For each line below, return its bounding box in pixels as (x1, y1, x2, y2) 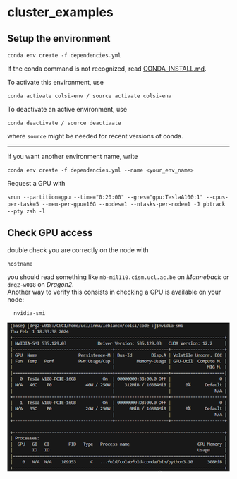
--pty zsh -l (7, 208, 46, 215)
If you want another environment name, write (7, 153, 138, 160)
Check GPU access (7, 227, 93, 239)
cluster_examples (7, 4, 114, 20)
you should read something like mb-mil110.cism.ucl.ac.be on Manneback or (7, 273, 229, 281)
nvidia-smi (13, 309, 46, 317)
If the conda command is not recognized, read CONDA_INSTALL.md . (7, 64, 207, 73)
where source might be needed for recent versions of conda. (7, 132, 183, 140)
